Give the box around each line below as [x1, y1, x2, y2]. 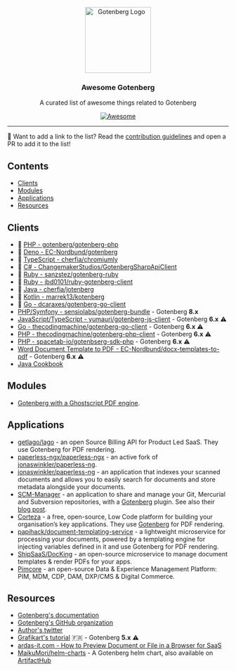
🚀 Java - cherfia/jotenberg [17, 285, 94, 293]
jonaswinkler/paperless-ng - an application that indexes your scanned [17, 467, 221, 476]
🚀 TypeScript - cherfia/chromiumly [17, 255, 118, 263]
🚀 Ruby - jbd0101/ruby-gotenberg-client [17, 278, 133, 286]
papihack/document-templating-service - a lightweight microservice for [17, 527, 226, 535]
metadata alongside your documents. [17, 482, 126, 491]
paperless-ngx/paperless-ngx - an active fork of [17, 452, 158, 461]
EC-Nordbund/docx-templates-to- [120, 344, 220, 353]
